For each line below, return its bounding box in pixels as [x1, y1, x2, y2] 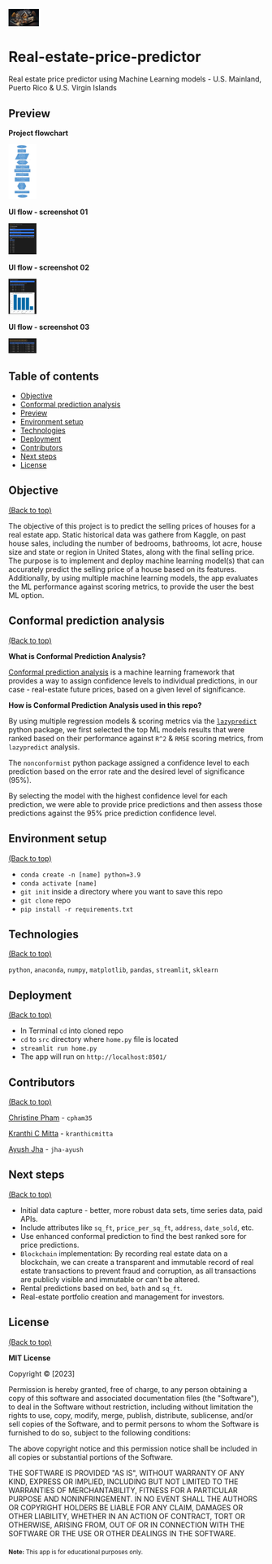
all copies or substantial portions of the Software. [8, 1452, 173, 1462]
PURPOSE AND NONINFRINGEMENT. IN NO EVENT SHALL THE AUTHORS [8, 1494, 258, 1504]
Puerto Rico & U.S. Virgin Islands [8, 83, 118, 93]
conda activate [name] [19, 879, 97, 888]
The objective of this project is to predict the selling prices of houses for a [8, 521, 256, 530]
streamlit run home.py [19, 1044, 97, 1053]
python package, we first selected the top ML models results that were [8, 724, 245, 734]
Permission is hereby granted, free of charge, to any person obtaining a [8, 1384, 248, 1394]
